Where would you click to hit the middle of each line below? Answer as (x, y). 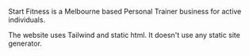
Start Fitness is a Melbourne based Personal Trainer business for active (125, 11)
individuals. (27, 20)
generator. (25, 43)
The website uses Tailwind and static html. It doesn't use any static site (124, 35)
